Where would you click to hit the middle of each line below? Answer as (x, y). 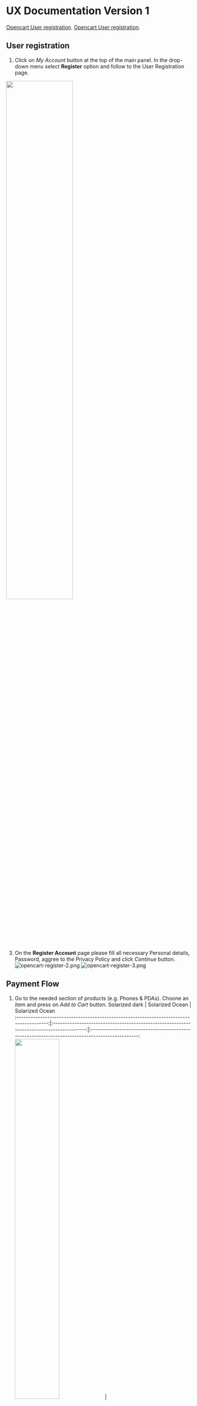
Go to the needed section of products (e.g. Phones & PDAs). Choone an (101, 998)
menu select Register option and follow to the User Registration (107, 66)
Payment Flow (33, 984)
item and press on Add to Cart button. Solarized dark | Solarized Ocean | (103, 1004)
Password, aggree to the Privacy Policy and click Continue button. (95, 959)
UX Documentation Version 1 (78, 11)
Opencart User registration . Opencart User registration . (73, 27)
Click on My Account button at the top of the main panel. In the (91, 60)
